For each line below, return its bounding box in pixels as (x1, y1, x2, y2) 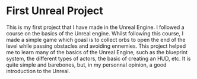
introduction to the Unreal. (6, 67, 71, 74)
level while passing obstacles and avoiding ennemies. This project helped (6, 42, 186, 50)
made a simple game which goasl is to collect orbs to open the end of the (6, 36, 186, 43)
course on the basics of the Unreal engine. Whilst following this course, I (6, 29, 184, 37)
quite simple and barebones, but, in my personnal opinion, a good (6, 61, 167, 68)
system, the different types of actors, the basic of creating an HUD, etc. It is (6, 55, 191, 62)
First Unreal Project (6, 4, 104, 18)
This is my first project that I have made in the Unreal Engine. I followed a (6, 24, 185, 31)
